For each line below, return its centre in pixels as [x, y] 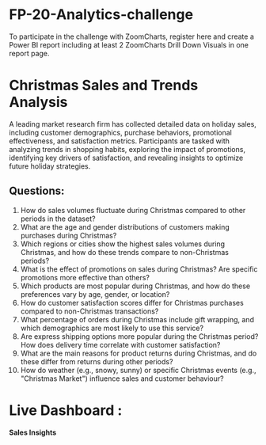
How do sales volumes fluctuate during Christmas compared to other [133, 210]
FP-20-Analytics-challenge [101, 15]
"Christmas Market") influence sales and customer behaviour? [122, 378]
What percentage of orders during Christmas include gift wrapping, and [137, 319]
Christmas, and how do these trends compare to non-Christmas [124, 252]
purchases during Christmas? [68, 235]
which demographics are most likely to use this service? [112, 328]
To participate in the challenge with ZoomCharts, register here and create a [131, 36]
